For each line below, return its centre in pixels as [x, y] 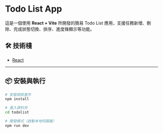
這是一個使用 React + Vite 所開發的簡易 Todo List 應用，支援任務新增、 [76, 23]
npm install [17, 99]
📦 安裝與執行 [25, 81]
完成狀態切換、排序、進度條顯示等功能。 [54, 29]
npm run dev [17, 125]
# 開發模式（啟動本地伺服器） [31, 121]
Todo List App [33, 9]
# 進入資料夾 [16, 108]
